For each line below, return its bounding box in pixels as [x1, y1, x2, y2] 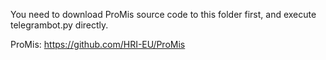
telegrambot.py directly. [10, 19, 109, 31]
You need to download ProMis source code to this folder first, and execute [10, 9, 317, 20]
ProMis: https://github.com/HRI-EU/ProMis [10, 39, 186, 50]
